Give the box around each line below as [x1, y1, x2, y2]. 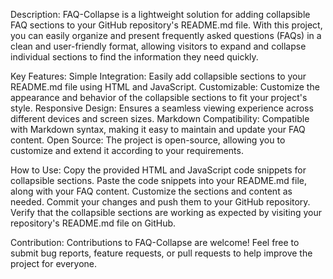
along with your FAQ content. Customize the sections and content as [10, 185, 293, 197]
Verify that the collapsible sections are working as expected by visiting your [10, 207, 322, 218]
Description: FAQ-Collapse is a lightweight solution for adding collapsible [10, 9, 311, 20]
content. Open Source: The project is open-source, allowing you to [10, 134, 286, 146]
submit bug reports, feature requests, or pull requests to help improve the [10, 247, 313, 259]
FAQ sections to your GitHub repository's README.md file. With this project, [10, 19, 323, 31]
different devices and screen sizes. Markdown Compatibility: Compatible [10, 113, 310, 124]
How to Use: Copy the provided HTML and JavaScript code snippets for [10, 164, 307, 176]
